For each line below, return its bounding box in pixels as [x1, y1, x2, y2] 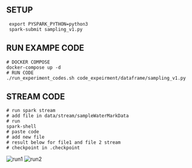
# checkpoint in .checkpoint [6, 145, 80, 151]
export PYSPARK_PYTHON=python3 [9, 21, 88, 27]
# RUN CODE [6, 69, 34, 75]
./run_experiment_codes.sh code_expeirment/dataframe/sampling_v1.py [6, 75, 187, 81]
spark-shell [6, 124, 36, 130]
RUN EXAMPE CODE [6, 43, 84, 54]
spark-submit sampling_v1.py [9, 26, 83, 32]
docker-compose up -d [6, 64, 61, 71]
